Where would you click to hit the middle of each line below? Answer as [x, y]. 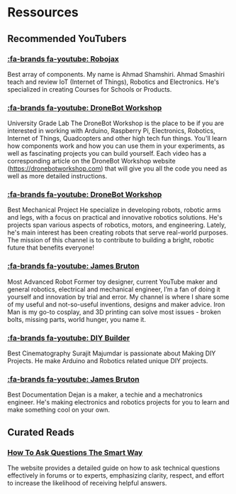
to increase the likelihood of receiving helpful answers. [87, 483]
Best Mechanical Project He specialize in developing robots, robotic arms [114, 210]
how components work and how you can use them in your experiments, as [116, 146]
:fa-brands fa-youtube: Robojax [63, 59]
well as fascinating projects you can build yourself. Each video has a [107, 154]
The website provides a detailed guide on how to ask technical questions [114, 468]
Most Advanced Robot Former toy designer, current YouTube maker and [112, 281]
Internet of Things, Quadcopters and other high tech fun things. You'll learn [117, 139]
